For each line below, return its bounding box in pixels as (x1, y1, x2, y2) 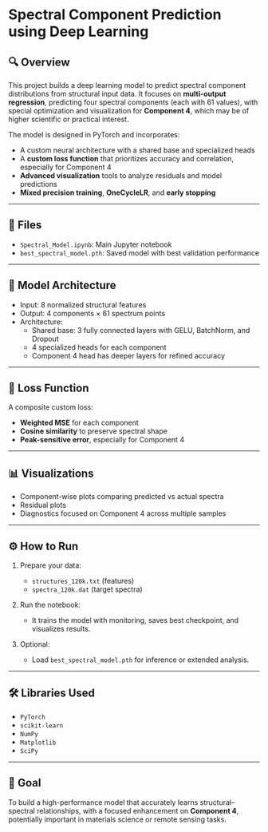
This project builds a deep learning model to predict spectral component (8, 81, 246, 89)
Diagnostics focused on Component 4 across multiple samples (19, 509, 227, 518)
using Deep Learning (8, 22, 149, 41)
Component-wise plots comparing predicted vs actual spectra (19, 492, 225, 501)
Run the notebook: (19, 600, 81, 610)
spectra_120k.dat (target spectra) (31, 584, 143, 594)
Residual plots (19, 501, 66, 510)
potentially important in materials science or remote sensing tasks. (8, 814, 227, 824)
